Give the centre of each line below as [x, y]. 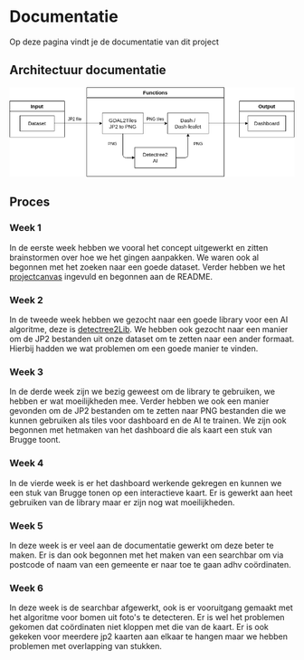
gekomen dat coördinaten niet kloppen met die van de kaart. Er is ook [139, 627]
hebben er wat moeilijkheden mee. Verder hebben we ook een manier [139, 401]
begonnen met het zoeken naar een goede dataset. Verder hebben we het [147, 267]
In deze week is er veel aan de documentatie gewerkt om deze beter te [142, 545]
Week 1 [26, 228]
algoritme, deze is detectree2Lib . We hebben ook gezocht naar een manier [149, 330]
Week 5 [26, 525]
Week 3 [26, 371]
